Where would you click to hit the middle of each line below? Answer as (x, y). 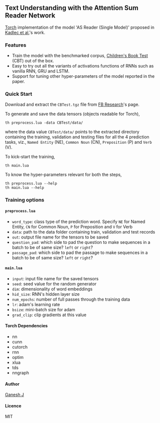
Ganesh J (15, 395)
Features (16, 45)
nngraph (20, 372)
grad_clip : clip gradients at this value (49, 315)
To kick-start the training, (30, 157)
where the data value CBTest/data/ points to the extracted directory (72, 132)
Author (12, 384)
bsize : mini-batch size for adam (44, 309)
